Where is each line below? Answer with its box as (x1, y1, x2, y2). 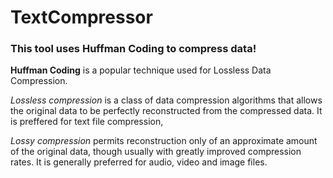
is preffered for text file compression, (10, 116, 164, 128)
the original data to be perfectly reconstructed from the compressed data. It (10, 105, 323, 117)
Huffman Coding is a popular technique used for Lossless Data (10, 64, 272, 76)
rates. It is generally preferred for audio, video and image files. (10, 156, 268, 168)
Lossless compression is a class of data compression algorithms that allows (10, 94, 323, 106)
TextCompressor (10, 6, 153, 29)
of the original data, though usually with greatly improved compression (10, 146, 302, 158)
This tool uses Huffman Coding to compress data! (10, 42, 257, 56)
